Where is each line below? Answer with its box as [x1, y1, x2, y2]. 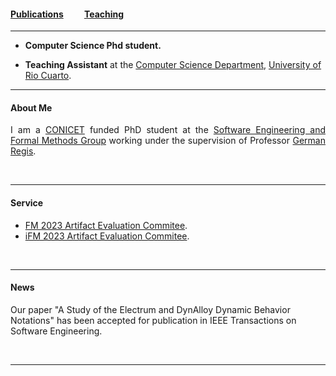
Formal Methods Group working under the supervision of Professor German [10, 135, 326, 147]
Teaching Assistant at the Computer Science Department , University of [24, 59, 322, 71]
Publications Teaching [10, 8, 125, 20]
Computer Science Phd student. [24, 40, 162, 52]
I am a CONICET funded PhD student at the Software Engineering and [10, 124, 326, 136]
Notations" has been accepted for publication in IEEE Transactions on [10, 314, 297, 326]
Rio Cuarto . [24, 70, 72, 82]
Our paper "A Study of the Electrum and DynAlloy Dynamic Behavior [10, 303, 291, 315]
